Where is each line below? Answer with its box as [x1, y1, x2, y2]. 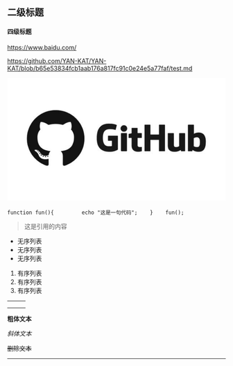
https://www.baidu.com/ [7, 43, 77, 51]
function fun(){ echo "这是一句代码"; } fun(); [7, 209, 184, 216]
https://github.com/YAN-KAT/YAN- [7, 56, 107, 65]
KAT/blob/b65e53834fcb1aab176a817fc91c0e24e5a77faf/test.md [7, 64, 193, 72]
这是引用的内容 [24, 222, 67, 231]
